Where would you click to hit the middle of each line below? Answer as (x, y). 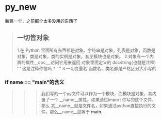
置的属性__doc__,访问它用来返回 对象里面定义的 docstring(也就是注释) (86, 62)
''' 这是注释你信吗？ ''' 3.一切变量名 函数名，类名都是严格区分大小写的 (87, 68)
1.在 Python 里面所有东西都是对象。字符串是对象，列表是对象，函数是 (86, 50)
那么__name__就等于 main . (76, 112)
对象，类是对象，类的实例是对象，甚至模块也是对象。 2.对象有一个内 (85, 56)
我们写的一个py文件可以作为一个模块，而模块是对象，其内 (99, 94)
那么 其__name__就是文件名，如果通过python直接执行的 (96, 106)
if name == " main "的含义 (35, 82)
